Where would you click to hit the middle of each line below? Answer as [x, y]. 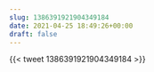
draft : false [33, 34]
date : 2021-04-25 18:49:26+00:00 [71, 26]
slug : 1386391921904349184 [59, 17]
